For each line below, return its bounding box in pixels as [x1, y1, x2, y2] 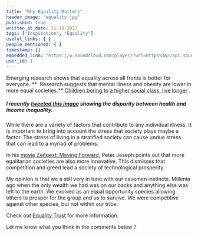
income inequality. [6, 107, 53, 114]
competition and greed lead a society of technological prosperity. [6, 164, 165, 171]
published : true [6, 19, 46, 25]
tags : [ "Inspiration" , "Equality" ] [6, 31, 94, 37]
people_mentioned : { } [6, 42, 62, 48]
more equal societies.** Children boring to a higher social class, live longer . [6, 87, 191, 94]
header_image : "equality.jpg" [6, 14, 81, 20]
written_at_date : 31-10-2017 [6, 25, 78, 31]
